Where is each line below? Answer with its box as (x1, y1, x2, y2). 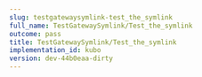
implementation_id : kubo (9, 46, 101, 55)
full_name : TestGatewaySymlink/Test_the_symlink (9, 21, 193, 30)
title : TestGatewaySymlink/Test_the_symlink (9, 37, 177, 47)
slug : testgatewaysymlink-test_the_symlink (9, 12, 174, 22)
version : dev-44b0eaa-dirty (9, 54, 114, 63)
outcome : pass (9, 29, 62, 38)
